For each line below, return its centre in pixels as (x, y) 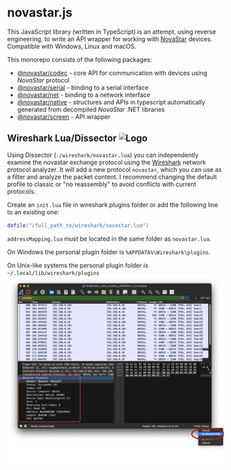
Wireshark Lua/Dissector (62, 138)
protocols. (22, 191)
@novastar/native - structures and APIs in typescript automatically (111, 102)
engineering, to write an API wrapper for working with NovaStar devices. (110, 38)
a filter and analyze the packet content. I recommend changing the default (112, 177)
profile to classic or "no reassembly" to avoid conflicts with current (102, 184)
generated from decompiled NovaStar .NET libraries (91, 109)
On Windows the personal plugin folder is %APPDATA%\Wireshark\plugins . (109, 251)
